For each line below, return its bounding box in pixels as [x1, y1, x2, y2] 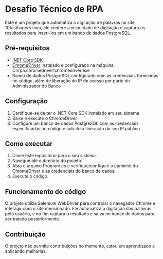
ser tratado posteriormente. [5, 216, 60, 222]
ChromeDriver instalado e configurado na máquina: [12, 62, 115, 68]
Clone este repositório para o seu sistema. [12, 153, 97, 159]
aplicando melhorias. [5, 248, 47, 254]
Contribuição [5, 230, 46, 239]
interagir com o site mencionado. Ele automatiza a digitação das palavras [5, 206, 152, 212]
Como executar [5, 139, 53, 148]
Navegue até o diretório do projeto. [12, 158, 83, 164]
